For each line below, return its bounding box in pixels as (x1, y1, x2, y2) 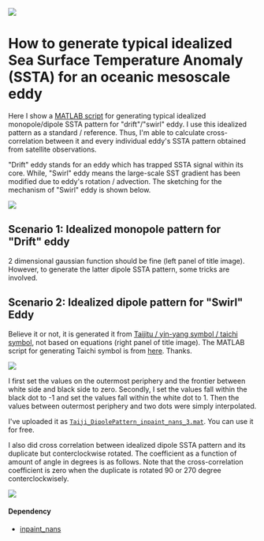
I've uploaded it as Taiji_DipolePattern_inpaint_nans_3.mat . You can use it (8, 416, 254, 426)
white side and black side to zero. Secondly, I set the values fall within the (8, 384, 248, 394)
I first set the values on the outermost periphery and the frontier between (8, 376, 246, 385)
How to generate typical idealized (8, 35, 232, 53)
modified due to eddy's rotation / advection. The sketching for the (8, 176, 222, 186)
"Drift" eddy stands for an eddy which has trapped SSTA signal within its (8, 160, 244, 169)
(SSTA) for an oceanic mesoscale (8, 68, 231, 86)
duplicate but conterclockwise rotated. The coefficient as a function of (8, 449, 237, 458)
